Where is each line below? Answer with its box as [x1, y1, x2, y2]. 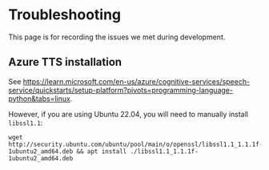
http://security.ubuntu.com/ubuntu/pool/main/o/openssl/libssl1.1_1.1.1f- [8, 140, 263, 148]
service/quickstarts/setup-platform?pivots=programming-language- [8, 85, 234, 95]
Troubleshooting [8, 6, 122, 24]
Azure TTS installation [8, 55, 122, 69]
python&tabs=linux [8, 94, 70, 103]
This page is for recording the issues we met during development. [8, 32, 226, 42]
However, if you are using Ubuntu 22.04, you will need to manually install [8, 109, 248, 119]
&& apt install [76, 147, 127, 156]
